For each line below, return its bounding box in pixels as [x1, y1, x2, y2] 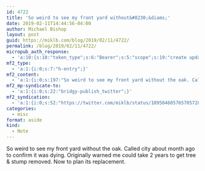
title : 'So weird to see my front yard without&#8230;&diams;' [6, 15, 171, 21]
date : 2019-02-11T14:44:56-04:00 [6, 20, 92, 26]
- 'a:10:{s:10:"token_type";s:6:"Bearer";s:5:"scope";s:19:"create [12, 54, 187, 60]
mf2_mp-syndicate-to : [6, 83, 62, 89]
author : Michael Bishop [6, 26, 67, 32]
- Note [12, 128, 29, 134]
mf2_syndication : [6, 94, 51, 100]
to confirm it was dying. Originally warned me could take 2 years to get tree [6, 151, 196, 159]
